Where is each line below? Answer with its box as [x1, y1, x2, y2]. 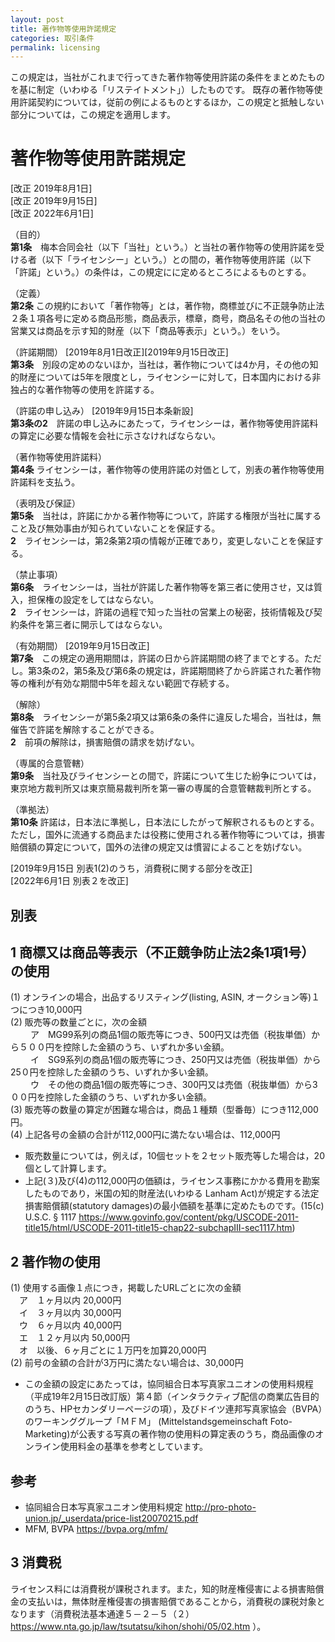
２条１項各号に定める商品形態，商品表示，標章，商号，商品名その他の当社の [10, 312, 326, 325]
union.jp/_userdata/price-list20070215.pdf [24, 1512, 199, 1525]
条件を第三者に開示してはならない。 [18, 619, 168, 631]
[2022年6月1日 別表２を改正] [10, 875, 129, 887]
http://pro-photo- [184, 1501, 257, 1513]
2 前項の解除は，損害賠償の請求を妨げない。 [10, 736, 200, 748]
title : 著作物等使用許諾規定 [10, 24, 117, 34]
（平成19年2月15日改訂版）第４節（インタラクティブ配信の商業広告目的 [24, 1391, 320, 1403]
